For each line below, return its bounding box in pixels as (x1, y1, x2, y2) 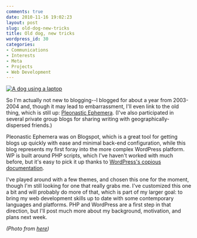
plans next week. (6, 214, 48, 221)
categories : (6, 42, 35, 48)
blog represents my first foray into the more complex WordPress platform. (6, 146, 185, 153)
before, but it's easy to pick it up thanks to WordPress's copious (6, 158, 162, 165)
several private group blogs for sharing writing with (6, 116, 131, 123)
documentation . (6, 165, 45, 172)
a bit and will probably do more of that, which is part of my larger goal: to (6, 188, 183, 195)
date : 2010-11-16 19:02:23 (6, 14, 72, 20)
